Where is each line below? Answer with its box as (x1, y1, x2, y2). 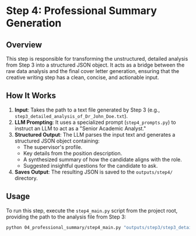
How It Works (6, 91, 57, 100)
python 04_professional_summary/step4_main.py (6, 224, 121, 230)
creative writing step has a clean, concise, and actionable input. (6, 74, 159, 81)
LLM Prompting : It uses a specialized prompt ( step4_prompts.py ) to (14, 119, 176, 126)
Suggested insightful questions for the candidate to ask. (23, 162, 158, 169)
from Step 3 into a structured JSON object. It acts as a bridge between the (6, 61, 185, 68)
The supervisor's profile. (23, 143, 83, 150)
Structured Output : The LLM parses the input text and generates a (14, 131, 176, 138)
